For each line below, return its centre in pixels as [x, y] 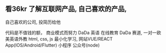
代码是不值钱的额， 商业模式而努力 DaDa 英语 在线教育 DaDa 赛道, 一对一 [81, 32]
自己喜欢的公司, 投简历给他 [33, 22]
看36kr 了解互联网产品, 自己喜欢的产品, [66, 9]
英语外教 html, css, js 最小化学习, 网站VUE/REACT [61, 38]
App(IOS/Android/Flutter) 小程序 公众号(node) [52, 45]
